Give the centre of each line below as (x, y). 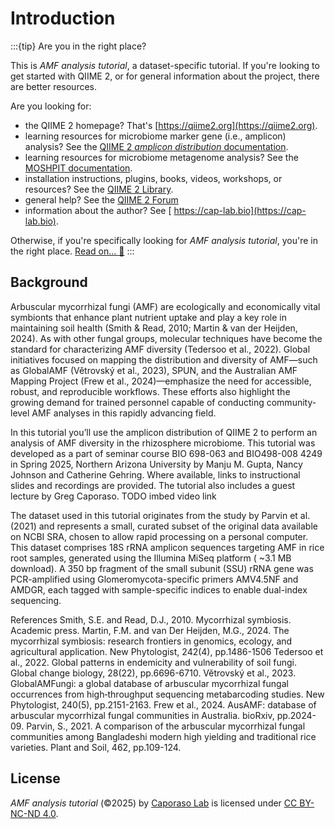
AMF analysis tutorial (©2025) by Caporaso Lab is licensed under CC (154, 803)
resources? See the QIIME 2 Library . (99, 189)
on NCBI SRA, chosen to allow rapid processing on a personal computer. (159, 536)
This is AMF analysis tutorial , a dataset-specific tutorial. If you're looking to (165, 65)
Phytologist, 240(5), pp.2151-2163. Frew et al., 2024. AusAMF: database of (163, 704)
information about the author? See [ (98, 210)
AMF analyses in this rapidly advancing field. (124, 413)
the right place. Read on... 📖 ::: (72, 251)
